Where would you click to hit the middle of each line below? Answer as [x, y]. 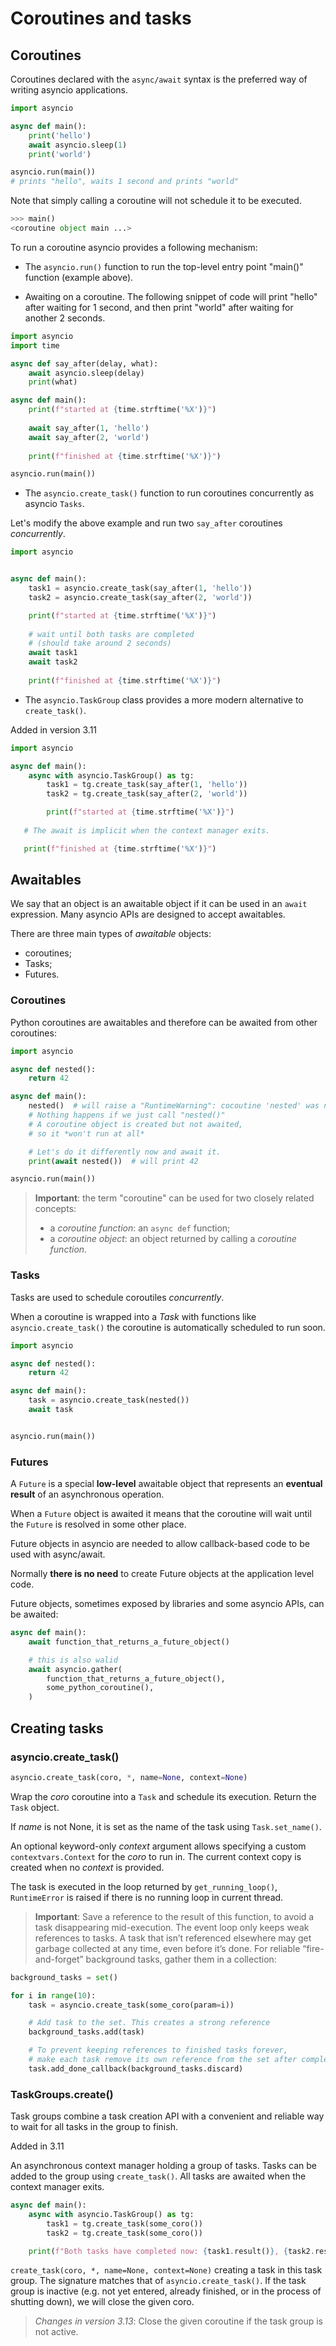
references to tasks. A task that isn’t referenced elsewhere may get [173, 1938]
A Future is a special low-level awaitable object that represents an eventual [166, 1484]
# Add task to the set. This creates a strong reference [149, 2023]
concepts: [55, 1209]
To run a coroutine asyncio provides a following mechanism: [134, 247]
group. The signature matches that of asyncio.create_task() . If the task [158, 2281]
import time [35, 345]
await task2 [53, 662]
